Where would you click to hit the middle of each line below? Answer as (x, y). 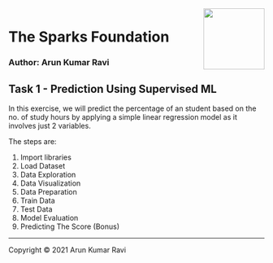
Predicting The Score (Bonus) (70, 226)
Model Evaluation (49, 217)
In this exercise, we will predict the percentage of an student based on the (132, 108)
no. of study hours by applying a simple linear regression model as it (123, 116)
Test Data (36, 209)
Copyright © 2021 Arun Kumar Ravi (67, 250)
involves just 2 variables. (50, 125)
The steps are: (32, 141)
